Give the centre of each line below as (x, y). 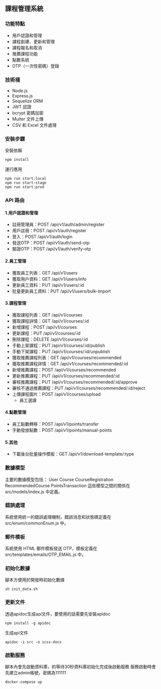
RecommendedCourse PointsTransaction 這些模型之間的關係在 (68, 485)
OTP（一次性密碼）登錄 (36, 66)
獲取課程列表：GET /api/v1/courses (47, 315)
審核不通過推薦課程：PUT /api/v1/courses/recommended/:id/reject (79, 388)
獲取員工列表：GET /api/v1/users (45, 273)
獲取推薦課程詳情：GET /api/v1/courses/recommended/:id (70, 364)
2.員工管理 (16, 261)
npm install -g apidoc (28, 623)
